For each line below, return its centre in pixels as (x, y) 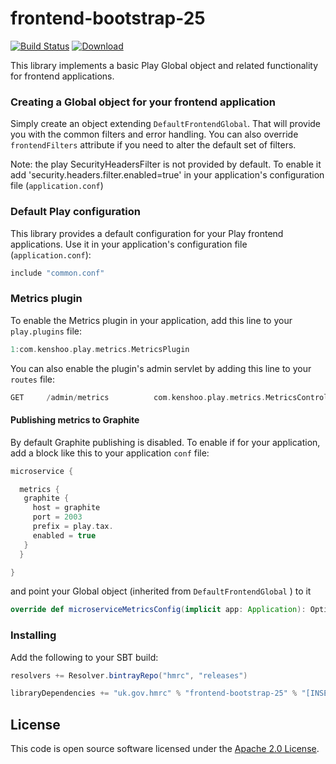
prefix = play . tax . (73, 527)
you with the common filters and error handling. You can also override (154, 134)
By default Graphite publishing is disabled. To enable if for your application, (165, 442)
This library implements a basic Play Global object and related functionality (164, 65)
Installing (33, 635)
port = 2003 (57, 517)
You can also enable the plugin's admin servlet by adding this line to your (161, 368)
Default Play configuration (75, 212)
